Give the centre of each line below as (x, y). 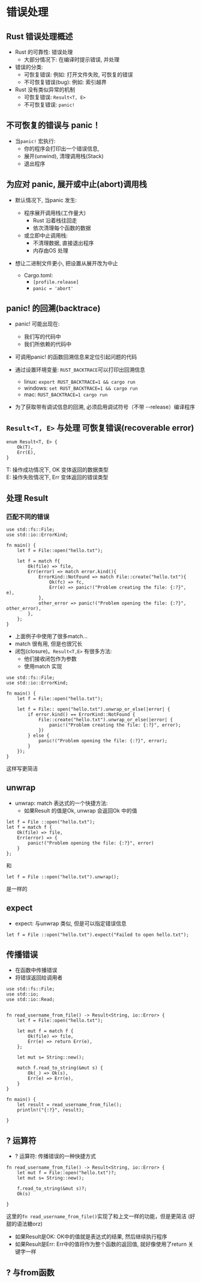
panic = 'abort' (53, 288)
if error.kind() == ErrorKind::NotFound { (82, 714)
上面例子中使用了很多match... (51, 636)
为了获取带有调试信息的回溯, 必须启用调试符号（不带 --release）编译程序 (105, 407)
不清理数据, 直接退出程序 (63, 243)
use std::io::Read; (31, 1000)
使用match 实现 (43, 666)
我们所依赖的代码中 (48, 344)
